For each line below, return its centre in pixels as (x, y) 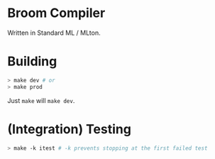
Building (32, 61)
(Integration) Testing (69, 129)
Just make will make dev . (41, 100)
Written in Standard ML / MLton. (54, 33)
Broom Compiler (56, 13)
